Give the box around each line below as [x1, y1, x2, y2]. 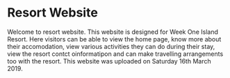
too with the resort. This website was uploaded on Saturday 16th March [7, 57, 211, 65]
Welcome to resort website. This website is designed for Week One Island [7, 28, 219, 36]
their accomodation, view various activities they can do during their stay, [7, 42, 215, 50]
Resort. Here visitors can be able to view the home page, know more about [7, 35, 222, 43]
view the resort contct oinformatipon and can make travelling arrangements [7, 50, 224, 58]
